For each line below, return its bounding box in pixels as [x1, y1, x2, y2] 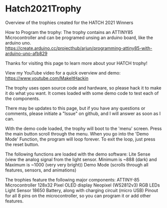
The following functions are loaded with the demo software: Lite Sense [5, 151, 151, 157]
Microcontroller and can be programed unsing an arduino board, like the [5, 34, 154, 40]
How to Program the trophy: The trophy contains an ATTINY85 [5, 29, 133, 35]
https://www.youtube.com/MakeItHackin [5, 75, 89, 81]
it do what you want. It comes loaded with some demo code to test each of [5, 90, 159, 96]
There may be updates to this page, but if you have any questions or [5, 105, 146, 111]
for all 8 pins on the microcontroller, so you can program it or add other [5, 192, 151, 198]
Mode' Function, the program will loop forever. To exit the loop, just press [5, 136, 156, 142]
